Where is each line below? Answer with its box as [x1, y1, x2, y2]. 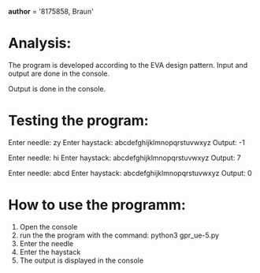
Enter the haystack [19, 247, 81, 256]
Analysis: [8, 35, 72, 52]
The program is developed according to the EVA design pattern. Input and [8, 60, 248, 69]
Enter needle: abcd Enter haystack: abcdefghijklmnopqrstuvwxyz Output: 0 [8, 168, 252, 178]
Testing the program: [8, 112, 149, 129]
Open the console [19, 222, 78, 231]
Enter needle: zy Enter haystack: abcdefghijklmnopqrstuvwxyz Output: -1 [8, 137, 246, 147]
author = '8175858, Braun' [8, 7, 95, 16]
